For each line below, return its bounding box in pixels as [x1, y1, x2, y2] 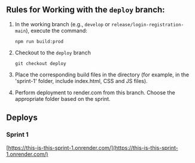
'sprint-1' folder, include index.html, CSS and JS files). [14, 77, 148, 84]
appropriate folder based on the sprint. [14, 95, 111, 102]
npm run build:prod [14, 38, 64, 44]
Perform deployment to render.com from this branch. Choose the [14, 89, 175, 96]
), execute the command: [26, 27, 88, 34]
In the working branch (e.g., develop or [14, 20, 111, 27]
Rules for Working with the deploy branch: [6, 5, 166, 15]
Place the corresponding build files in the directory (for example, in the [14, 71, 190, 78]
